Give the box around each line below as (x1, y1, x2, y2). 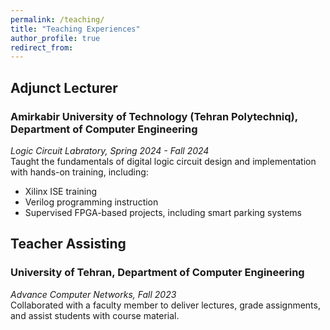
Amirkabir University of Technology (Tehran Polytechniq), (10, 109, 298, 123)
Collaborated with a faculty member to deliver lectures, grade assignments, (10, 299, 321, 311)
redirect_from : (10, 42, 74, 53)
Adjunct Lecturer (10, 79, 118, 96)
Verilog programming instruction (24, 196, 159, 208)
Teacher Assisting (10, 236, 127, 253)
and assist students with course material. (10, 309, 180, 321)
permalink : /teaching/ (10, 14, 105, 25)
